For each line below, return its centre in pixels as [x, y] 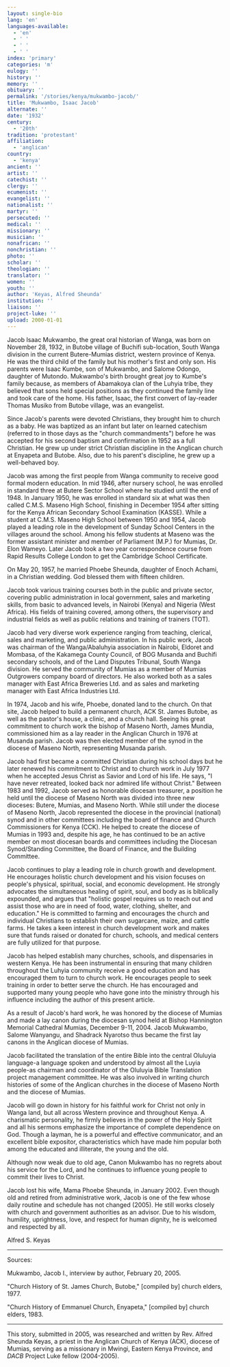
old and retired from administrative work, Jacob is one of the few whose [109, 1197]
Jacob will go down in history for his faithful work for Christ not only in [106, 1105]
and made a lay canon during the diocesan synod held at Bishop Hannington [115, 1020]
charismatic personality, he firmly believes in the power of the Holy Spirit [110, 1120]
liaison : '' [24, 307]
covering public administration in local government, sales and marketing [108, 597]
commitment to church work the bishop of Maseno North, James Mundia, [111, 726]
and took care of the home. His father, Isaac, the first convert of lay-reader [112, 398]
